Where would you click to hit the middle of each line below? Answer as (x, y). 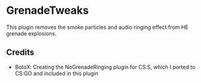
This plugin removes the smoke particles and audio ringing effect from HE (97, 27)
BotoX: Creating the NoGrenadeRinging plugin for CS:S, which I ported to (105, 67)
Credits (20, 53)
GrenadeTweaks (47, 11)
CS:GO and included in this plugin (57, 73)
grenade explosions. (31, 33)
